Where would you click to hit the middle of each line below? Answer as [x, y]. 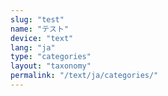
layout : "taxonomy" [51, 66]
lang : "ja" [33, 47]
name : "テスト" [39, 29]
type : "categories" [51, 57]
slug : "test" [37, 19]
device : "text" [42, 38]
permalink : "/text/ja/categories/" [84, 76]
